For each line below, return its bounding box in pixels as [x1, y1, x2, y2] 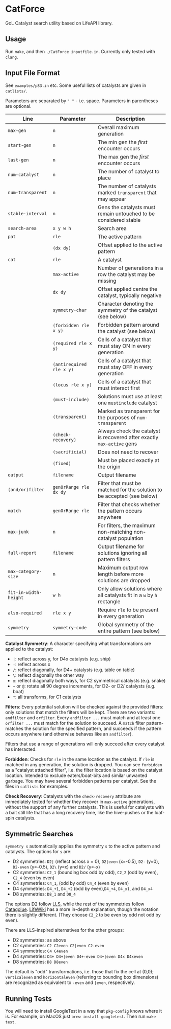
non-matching [97, 528, 133, 535]
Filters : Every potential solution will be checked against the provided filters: [5, 703, 164, 710]
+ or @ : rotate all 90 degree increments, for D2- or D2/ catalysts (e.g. [12, 683, 156, 689]
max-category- [8, 568, 42, 574]
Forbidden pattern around [97, 321, 159, 328]
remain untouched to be [97, 210, 155, 217]
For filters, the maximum [97, 522, 156, 529]
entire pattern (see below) [97, 627, 160, 634]
